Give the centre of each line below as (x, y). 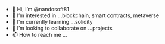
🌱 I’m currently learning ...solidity (52, 22)
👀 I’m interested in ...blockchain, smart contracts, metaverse (85, 15)
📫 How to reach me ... (39, 35)
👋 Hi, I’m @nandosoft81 (41, 9)
